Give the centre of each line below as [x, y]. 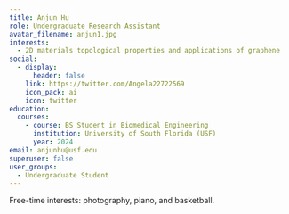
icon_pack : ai [51, 92]
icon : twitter [51, 100]
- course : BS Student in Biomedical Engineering [117, 126]
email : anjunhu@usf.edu [53, 150]
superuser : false [41, 158]
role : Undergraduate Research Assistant [85, 26]
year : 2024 [53, 142]
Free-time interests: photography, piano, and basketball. [112, 201]
